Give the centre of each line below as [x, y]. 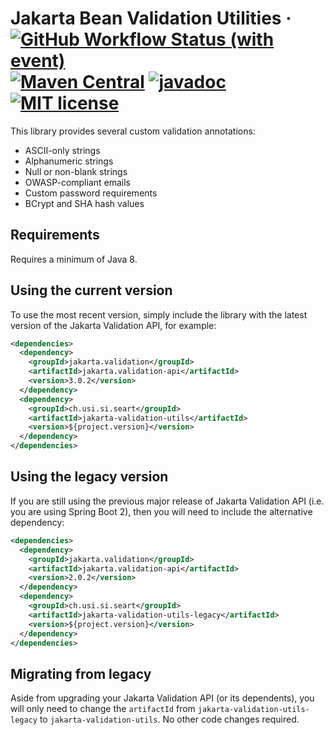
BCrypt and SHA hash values [84, 203]
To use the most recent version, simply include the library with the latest [159, 314]
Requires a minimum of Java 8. [74, 259]
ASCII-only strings [62, 150]
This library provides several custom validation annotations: [133, 131]
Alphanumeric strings [69, 161]
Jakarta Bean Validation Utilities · [151, 18]
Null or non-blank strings [76, 171]
